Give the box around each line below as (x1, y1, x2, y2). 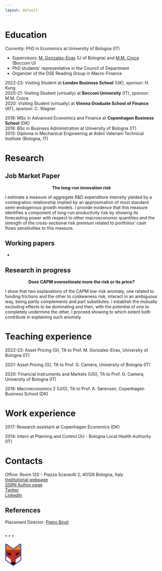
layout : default (5, 8, 38, 13)
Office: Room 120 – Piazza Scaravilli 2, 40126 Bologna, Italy (5, 471, 124, 477)
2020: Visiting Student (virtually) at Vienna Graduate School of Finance (5, 100, 149, 106)
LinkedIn (5, 492, 22, 498)
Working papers (5, 239, 55, 247)
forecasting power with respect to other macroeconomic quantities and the (5, 215, 155, 220)
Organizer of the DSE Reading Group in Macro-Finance (12, 70, 122, 76)
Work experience (5, 408, 76, 419)
